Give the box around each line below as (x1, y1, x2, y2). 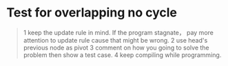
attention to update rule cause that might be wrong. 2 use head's (23, 36, 208, 44)
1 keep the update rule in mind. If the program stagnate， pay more (23, 28, 214, 36)
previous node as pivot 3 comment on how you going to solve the (23, 43, 209, 52)
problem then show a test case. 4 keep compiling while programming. (23, 50, 222, 59)
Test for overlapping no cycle (6, 5, 177, 21)
